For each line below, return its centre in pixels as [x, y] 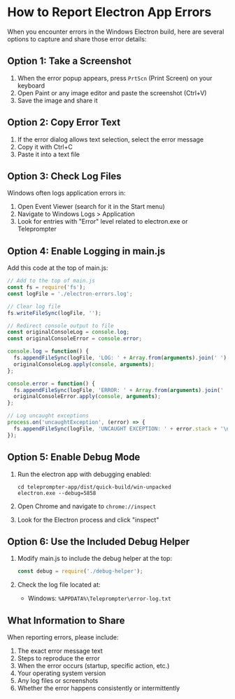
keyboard [31, 86]
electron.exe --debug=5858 [57, 493]
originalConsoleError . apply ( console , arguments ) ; [87, 397]
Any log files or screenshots [58, 680]
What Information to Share [66, 620]
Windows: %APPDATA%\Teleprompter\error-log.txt [99, 598]
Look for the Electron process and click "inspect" [88, 520]
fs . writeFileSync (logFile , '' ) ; [54, 313]
